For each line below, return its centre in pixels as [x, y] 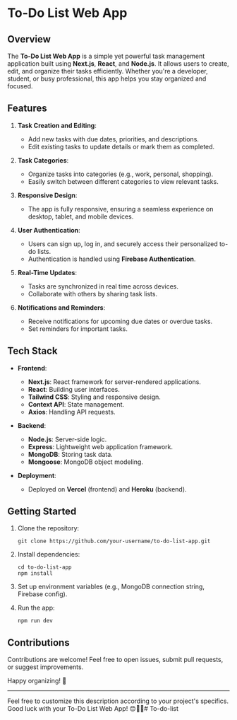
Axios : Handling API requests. [72, 412]
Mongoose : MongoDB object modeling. [85, 462]
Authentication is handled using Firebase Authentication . [112, 259]
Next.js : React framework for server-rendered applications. [114, 382]
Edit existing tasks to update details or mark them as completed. [121, 146]
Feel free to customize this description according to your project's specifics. [118, 701]
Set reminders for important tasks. [78, 329]
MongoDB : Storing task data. [70, 454]
